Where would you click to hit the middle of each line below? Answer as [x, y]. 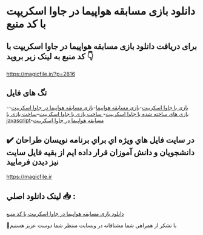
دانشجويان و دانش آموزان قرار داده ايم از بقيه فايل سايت [101, 153]
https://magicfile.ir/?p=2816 [41, 74]
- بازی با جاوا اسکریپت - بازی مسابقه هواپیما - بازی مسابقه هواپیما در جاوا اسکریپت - [98, 108]
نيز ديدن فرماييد [32, 162]
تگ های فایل [27, 93]
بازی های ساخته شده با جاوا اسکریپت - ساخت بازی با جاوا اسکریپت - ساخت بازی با [98, 114]
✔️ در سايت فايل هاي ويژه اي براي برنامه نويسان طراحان [101, 140]
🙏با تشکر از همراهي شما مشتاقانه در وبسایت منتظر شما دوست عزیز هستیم [92, 225]
